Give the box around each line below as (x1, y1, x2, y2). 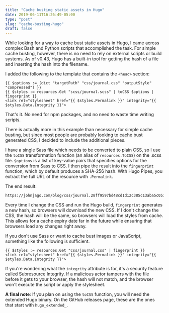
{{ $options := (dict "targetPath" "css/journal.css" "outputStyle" (5, 81, 152, 86)
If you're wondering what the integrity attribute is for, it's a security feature (5, 266, 163, 272)
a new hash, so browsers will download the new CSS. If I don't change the (5, 207, 159, 214)
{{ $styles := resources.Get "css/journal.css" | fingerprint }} (5, 248, 145, 253)
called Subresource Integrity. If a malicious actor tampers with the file (5, 271, 149, 277)
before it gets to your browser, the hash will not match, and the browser (5, 276, 153, 282)
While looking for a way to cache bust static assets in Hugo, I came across (5, 40, 159, 46)
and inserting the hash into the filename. (5, 61, 89, 67)
